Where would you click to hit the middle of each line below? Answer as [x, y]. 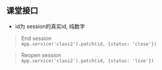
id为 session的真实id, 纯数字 [50, 26]
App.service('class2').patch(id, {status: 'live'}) [87, 61]
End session [36, 38]
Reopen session [41, 55]
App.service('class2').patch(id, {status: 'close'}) [89, 44]
